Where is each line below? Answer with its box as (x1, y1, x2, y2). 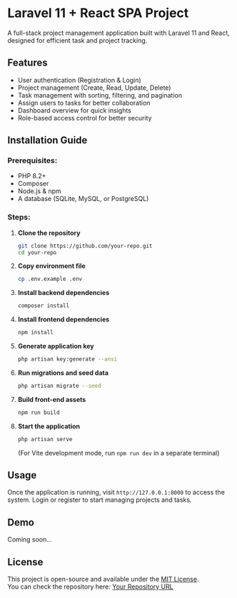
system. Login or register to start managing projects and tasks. (7, 495, 192, 504)
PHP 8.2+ (17, 172, 46, 180)
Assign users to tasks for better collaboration (17, 98, 151, 107)
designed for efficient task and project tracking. (7, 36, 148, 44)
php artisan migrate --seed (17, 382, 101, 389)
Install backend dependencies (17, 289, 109, 297)
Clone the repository (17, 228, 81, 237)
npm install (17, 329, 54, 336)
